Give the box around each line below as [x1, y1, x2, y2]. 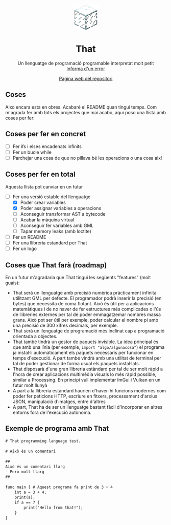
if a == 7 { [14, 500, 40, 505]
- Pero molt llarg [5, 469, 44, 474]
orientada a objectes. [12, 333, 58, 339]
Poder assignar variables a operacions [20, 205, 102, 211]
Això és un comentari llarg [5, 464, 65, 469]
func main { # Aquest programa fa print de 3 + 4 [5, 485, 113, 490]
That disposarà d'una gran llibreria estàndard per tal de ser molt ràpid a [12, 366, 163, 372]
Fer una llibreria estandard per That [12, 240, 87, 246]
